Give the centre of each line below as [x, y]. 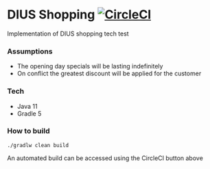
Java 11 [27, 106]
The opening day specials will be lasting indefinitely [90, 66]
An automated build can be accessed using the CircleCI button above [105, 158]
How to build [28, 131]
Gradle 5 [29, 114]
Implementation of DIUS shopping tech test [68, 34]
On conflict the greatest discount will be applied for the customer [109, 74]
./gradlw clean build [38, 145]
